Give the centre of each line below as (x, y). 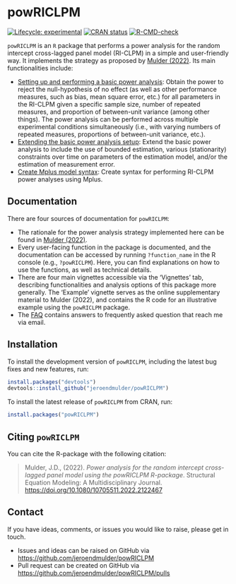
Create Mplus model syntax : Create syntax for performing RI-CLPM (116, 172)
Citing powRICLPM (43, 437)
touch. (17, 537)
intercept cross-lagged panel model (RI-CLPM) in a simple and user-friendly (118, 53)
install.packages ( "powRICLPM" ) (53, 415)
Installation (33, 344)
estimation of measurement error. (66, 164)
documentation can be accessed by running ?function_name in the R (117, 254)
